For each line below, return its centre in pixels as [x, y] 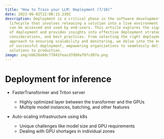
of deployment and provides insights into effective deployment [76, 32]
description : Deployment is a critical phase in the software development [83, 19]
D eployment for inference [58, 79]
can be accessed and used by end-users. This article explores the [80, 28]
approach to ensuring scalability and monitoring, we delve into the [82, 41]
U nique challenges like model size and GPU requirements [77, 126]
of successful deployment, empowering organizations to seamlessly [80, 46]
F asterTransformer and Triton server [49, 93]
